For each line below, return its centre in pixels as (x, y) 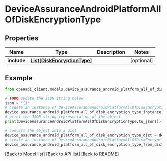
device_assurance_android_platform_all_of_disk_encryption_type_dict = (81, 135)
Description (111, 52)
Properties (22, 38)
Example (19, 78)
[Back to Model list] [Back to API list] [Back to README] (62, 154)
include (17, 60)
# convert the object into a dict (41, 130)
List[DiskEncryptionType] (61, 60)
